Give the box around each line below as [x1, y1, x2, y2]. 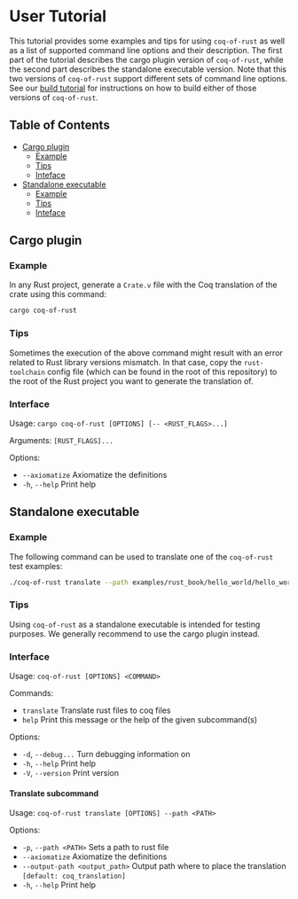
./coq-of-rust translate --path [9, 578, 129, 587]
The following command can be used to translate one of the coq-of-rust [9, 551, 273, 562]
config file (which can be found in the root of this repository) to [47, 366, 278, 377]
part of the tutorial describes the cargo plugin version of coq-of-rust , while [9, 54, 284, 65]
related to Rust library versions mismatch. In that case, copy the [9, 356, 242, 367]
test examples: [9, 560, 63, 571]
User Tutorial [9, 6, 107, 27]
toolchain [9, 368, 46, 377]
